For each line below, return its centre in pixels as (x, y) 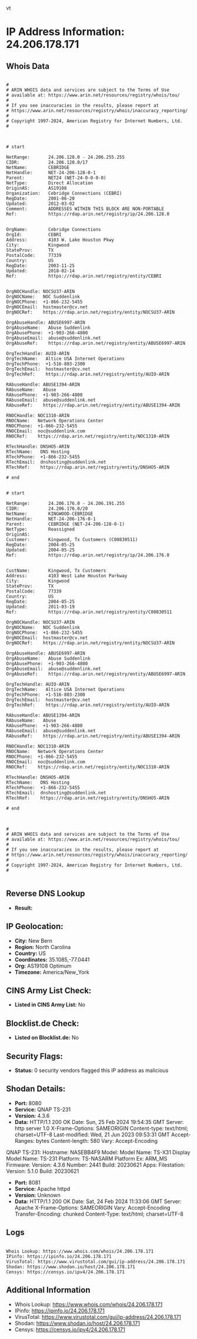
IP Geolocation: (35, 926)
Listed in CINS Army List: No (50, 1005)
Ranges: (25, 1141)
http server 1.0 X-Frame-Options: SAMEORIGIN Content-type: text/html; (101, 1128)
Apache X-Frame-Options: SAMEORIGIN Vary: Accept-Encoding (92, 1207)
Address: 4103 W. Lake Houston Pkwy (60, 240)
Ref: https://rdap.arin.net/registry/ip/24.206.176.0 (88, 555)
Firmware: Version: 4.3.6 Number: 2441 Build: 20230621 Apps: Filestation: (96, 1165)
